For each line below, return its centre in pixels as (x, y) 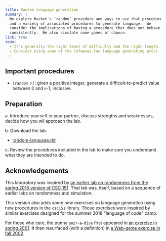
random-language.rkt (34, 140)
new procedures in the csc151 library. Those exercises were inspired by (78, 208)
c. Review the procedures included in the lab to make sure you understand (81, 150)
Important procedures (40, 71)
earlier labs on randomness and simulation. (49, 193)
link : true (16, 38)
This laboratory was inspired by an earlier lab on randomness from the (77, 182)
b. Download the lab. (26, 131)
